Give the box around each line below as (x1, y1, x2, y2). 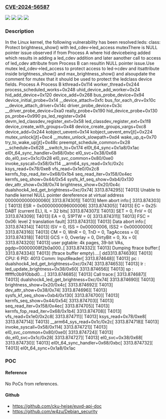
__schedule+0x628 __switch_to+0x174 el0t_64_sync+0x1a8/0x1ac (5, 144, 140, 150)
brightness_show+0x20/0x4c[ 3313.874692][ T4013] (5, 281, 113, 287)
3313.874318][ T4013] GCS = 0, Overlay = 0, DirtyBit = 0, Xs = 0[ (5, 234, 137, 240)
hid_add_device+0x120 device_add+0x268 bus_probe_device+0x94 (5, 92, 145, 98)
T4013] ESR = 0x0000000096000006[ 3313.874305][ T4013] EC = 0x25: (8, 203, 158, 209)
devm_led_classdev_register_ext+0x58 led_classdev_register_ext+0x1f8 (5, 118, 151, 124)
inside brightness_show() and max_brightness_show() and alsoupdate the (5, 70, 156, 76)
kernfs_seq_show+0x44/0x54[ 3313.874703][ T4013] (5, 297, 114, 303)
